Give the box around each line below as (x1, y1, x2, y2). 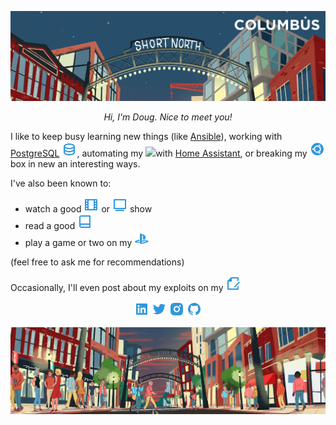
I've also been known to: (10, 177, 112, 190)
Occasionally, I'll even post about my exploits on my (10, 282, 224, 294)
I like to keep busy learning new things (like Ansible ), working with (10, 131, 283, 143)
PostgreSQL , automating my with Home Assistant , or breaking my (10, 147, 308, 160)
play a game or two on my (24, 237, 133, 249)
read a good (24, 220, 76, 232)
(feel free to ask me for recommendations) (10, 256, 185, 268)
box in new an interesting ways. (10, 158, 141, 170)
